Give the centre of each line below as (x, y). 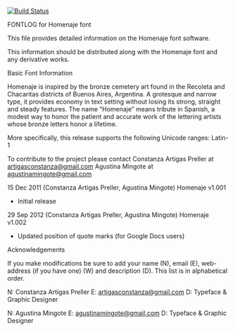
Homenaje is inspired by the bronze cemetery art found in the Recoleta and (116, 87)
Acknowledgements (36, 250)
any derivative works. (38, 59)
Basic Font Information (40, 73)
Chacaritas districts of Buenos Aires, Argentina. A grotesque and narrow (112, 94)
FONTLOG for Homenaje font (49, 24)
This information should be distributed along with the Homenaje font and (113, 52)
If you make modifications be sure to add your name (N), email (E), (104, 263)
